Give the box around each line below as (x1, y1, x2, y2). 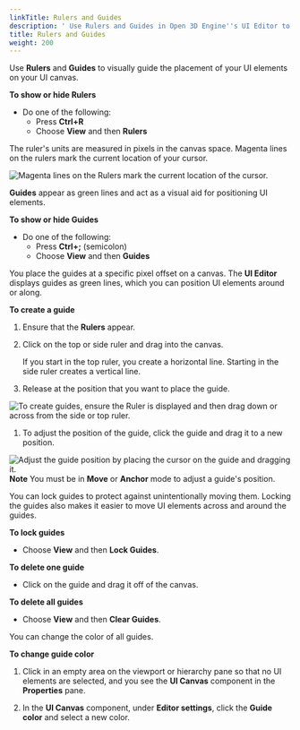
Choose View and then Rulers (35, 126, 148, 137)
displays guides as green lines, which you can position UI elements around (9, 278, 285, 288)
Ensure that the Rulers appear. (21, 322, 136, 332)
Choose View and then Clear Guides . (21, 614, 161, 625)
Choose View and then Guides (35, 251, 150, 262)
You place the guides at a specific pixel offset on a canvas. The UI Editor (9, 268, 278, 279)
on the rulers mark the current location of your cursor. (9, 153, 209, 164)
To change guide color (9, 648, 95, 659)
